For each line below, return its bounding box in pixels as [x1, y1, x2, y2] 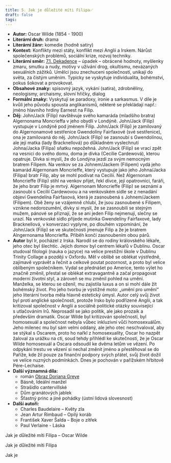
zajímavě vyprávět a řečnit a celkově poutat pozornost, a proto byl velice [12, 259, 165, 266]
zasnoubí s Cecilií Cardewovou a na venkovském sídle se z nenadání [12, 189, 157, 195]
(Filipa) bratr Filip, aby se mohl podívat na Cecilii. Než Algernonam [12, 172, 152, 179]
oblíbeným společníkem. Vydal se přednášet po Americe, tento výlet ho [12, 264, 163, 271]
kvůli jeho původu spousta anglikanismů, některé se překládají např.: [12, 102, 157, 108]
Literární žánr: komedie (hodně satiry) [12, 42, 93, 48]
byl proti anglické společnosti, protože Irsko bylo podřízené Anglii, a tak [12, 297, 163, 303]
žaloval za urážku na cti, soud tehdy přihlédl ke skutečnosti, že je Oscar [12, 336, 164, 342]
